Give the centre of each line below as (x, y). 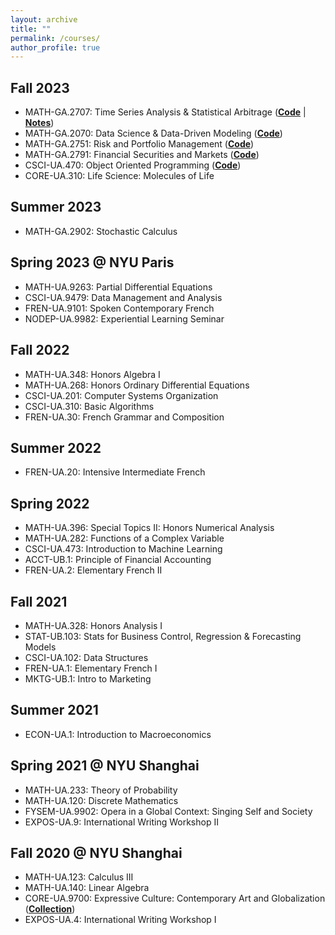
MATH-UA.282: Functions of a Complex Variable (124, 538)
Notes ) (39, 123)
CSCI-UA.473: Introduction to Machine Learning (123, 549)
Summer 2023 (56, 207)
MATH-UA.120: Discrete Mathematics (101, 800)
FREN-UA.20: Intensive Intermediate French (115, 472)
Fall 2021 (39, 601)
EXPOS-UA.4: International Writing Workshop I (120, 920)
